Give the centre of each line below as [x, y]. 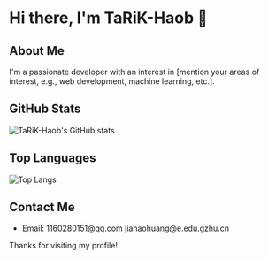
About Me [37, 51]
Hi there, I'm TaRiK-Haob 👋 [108, 18]
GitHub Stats [45, 109]
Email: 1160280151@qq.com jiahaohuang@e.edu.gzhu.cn [126, 228]
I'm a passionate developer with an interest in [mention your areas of [134, 72]
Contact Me [42, 207]
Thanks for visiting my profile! [63, 246]
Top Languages [53, 158]
